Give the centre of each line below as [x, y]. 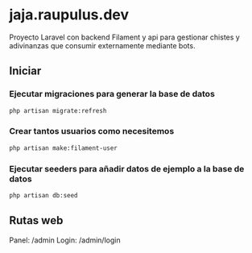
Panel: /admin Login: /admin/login [65, 240]
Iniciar [25, 71]
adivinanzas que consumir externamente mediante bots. [102, 45]
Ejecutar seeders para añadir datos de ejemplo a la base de [127, 168]
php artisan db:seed [44, 195]
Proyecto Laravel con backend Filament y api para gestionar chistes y [124, 37]
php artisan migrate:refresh [58, 110]
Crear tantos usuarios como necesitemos [92, 131]
